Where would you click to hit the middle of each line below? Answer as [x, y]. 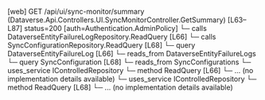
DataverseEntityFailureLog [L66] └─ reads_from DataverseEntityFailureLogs [132, 54]
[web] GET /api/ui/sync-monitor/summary [76, 12]
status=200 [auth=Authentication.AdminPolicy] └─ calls [116, 28]
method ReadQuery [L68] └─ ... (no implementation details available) [121, 87]
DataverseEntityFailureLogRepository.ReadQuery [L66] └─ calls [112, 37]
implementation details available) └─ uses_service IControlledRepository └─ [132, 79]
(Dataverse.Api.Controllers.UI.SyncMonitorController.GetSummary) [117, 20]
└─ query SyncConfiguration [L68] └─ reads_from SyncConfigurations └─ [129, 62]
